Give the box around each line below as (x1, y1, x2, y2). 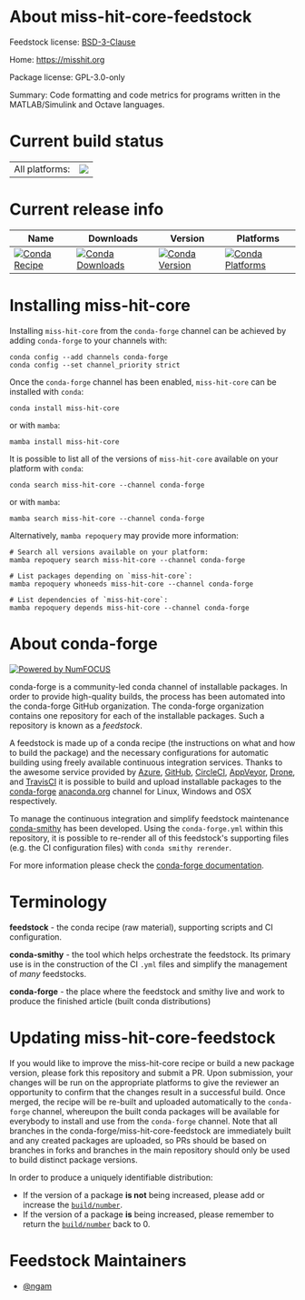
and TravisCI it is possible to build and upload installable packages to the (9, 776, 282, 787)
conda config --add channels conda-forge (9, 352, 169, 361)
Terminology (9, 892, 107, 912)
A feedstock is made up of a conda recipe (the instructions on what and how (9, 737, 296, 748)
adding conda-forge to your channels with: (9, 335, 168, 346)
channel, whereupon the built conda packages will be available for (31, 1105, 280, 1116)
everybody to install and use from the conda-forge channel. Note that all (9, 1115, 278, 1126)
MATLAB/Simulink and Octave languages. (9, 98, 165, 110)
